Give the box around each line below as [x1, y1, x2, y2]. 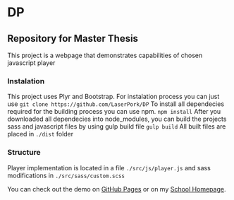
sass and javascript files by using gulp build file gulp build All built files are [7, 122, 226, 131]
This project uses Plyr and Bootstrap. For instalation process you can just [7, 93, 220, 101]
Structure [7, 148, 41, 158]
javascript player [7, 59, 56, 67]
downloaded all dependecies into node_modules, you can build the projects [7, 114, 227, 124]
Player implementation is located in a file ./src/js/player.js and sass [7, 163, 211, 172]
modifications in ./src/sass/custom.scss [7, 171, 125, 180]
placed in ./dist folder [7, 130, 74, 139]
